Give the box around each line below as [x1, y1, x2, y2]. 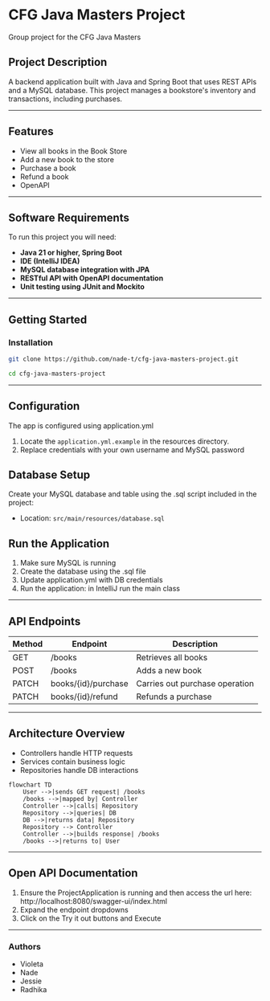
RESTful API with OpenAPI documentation [19, 273, 164, 283]
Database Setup [8, 468, 91, 482]
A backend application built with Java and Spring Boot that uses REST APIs [8, 76, 257, 86]
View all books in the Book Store [19, 146, 128, 156]
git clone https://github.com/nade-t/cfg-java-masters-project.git [8, 355, 239, 363]
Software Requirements [8, 210, 130, 224]
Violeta [19, 958, 44, 969]
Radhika [19, 984, 47, 994]
